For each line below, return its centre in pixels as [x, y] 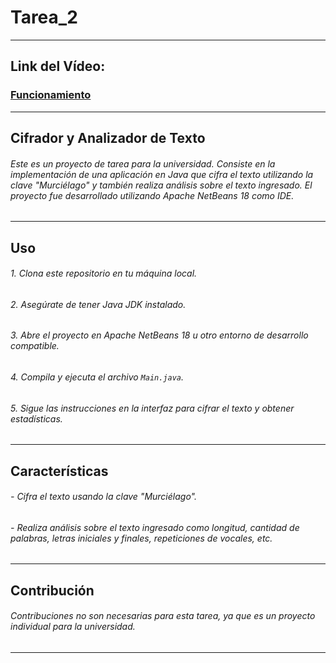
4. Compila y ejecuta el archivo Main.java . [97, 377]
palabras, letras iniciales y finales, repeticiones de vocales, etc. [141, 538]
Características [59, 471]
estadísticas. [36, 418]
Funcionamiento [51, 95]
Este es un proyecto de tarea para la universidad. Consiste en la [143, 163]
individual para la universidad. [73, 627]
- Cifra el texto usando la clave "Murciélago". [103, 497]
